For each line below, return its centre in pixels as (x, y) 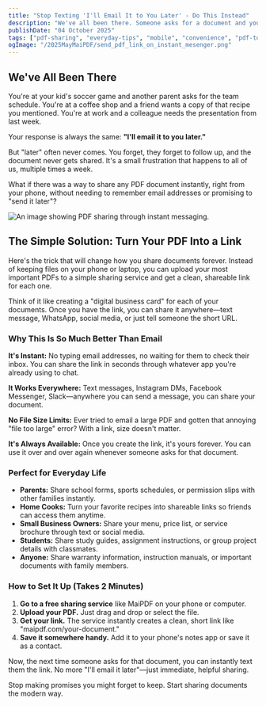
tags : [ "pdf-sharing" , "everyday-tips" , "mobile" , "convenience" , (120, 38)
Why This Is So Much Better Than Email (85, 338)
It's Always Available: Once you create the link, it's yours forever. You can (130, 444)
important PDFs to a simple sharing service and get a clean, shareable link (129, 277)
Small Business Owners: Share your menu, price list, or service (123, 524)
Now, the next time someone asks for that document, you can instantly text (131, 661)
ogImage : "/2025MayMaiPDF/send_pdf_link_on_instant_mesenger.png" (120, 45)
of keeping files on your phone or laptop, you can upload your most (118, 269)
